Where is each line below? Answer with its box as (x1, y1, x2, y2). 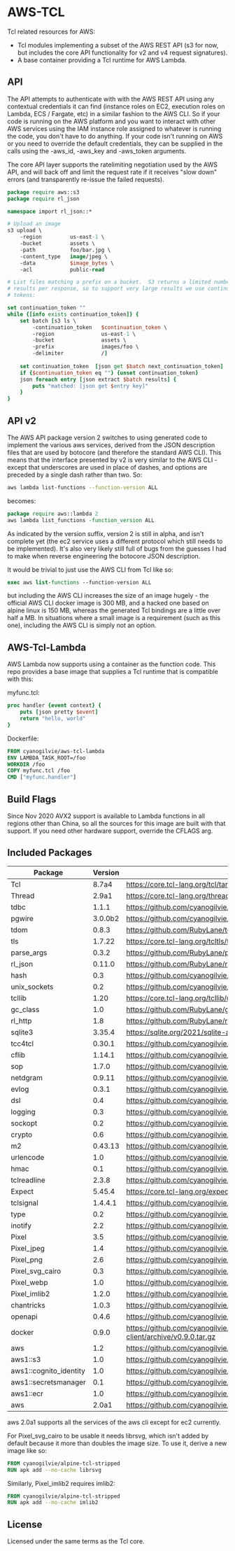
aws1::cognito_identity (10, 1366, 85, 1375)
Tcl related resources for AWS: (7, 27, 96, 36)
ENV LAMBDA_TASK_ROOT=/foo (7, 754, 86, 762)
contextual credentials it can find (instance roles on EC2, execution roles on (7, 102, 225, 111)
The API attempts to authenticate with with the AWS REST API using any (7, 94, 215, 103)
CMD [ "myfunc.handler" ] (7, 774, 77, 781)
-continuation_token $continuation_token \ (32, 323, 168, 331)
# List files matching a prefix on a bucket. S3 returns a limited (7, 279, 211, 286)
